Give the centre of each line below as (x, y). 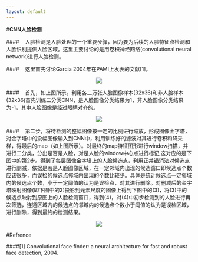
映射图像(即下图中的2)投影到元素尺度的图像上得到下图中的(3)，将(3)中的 (99, 190)
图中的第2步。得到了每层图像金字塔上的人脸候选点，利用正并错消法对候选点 (98, 161)
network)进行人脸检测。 (35, 56)
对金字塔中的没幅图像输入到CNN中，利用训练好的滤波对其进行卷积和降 (92, 138)
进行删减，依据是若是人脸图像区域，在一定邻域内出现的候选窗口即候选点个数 (99, 168)
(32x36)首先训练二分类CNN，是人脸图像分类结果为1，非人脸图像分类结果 (95, 100)
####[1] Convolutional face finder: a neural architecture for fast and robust (97, 246)
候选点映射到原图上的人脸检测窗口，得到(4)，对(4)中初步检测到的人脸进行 (96, 197)
